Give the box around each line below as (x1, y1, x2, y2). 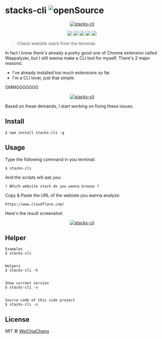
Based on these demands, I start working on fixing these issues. (5, 103, 134, 109)
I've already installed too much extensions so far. (12, 70, 111, 75)
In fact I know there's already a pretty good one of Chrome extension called (5, 50, 157, 56)
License (5, 315, 30, 323)
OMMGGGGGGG (5, 84, 39, 90)
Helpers (5, 264, 21, 269)
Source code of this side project (5, 298, 76, 303)
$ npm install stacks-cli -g (5, 130, 64, 135)
